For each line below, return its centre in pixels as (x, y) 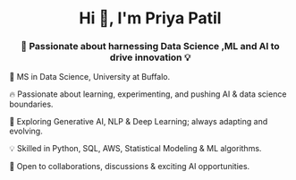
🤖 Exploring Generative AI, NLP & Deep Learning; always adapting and (139, 122)
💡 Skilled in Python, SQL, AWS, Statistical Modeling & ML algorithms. (135, 149)
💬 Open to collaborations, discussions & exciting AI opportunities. (130, 167)
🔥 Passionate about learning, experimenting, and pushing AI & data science (148, 94)
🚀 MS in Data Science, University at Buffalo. (90, 77)
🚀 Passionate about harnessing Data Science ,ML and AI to (150, 47)
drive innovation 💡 (150, 57)
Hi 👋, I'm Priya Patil (150, 18)
